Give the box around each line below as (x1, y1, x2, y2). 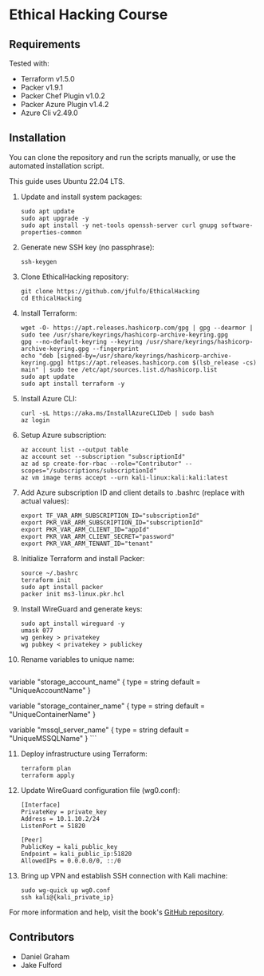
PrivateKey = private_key (20, 807, 107, 816)
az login (20, 416, 50, 424)
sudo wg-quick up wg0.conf (20, 886, 111, 894)
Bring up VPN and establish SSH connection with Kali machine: (20, 870, 228, 880)
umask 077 (20, 626, 54, 635)
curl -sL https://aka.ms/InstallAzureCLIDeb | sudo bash (20, 409, 215, 417)
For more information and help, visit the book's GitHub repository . (9, 907, 225, 917)
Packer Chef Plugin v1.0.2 (20, 91, 106, 101)
